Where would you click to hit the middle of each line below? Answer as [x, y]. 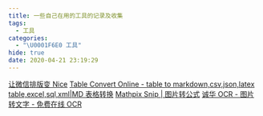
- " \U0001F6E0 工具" [49, 46]
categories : [28, 38]
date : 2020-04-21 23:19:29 [53, 61]
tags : [17, 23]
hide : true [26, 53]
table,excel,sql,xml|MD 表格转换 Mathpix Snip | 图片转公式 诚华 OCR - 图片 [131, 94]
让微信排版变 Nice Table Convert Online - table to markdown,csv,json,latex [131, 84]
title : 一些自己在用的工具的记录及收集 [66, 16]
